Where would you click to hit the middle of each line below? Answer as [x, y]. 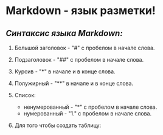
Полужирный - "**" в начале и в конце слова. [74, 83]
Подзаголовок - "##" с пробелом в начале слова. [79, 60]
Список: [25, 95]
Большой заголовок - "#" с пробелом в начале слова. [85, 48]
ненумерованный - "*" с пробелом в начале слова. [90, 107]
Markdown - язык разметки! [81, 11]
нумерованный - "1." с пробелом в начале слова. [88, 113]
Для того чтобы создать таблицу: [58, 125]
